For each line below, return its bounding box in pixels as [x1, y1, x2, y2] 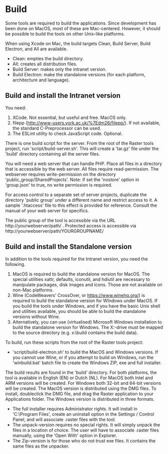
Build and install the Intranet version [5, 91, 121, 100]
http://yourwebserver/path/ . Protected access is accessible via [5, 222, 136, 229]
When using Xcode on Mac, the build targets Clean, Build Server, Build [5, 40, 151, 46]
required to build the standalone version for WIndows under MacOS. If [12, 297, 158, 304]
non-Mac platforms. [12, 287, 54, 293]
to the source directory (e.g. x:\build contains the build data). [12, 330, 138, 336]
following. [5, 261, 26, 267]
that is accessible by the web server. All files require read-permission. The [5, 166, 159, 172]
